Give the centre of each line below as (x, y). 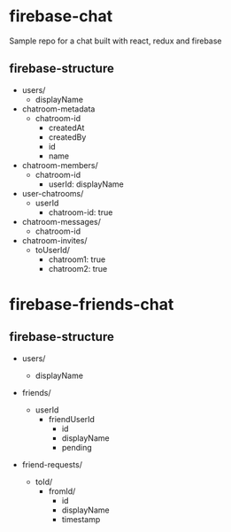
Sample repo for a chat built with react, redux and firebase (116, 41)
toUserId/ (53, 250)
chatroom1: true (77, 259)
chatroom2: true (78, 268)
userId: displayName (86, 184)
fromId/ (62, 491)
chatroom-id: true (81, 212)
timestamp (81, 519)
